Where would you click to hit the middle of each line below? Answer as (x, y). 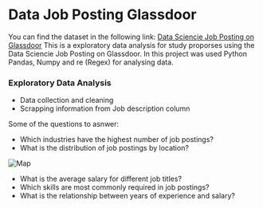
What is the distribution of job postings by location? (104, 148)
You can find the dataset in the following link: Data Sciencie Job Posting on (131, 37)
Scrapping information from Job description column (105, 108)
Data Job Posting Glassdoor (102, 15)
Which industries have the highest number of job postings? (116, 139)
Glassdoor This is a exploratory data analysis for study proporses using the (131, 45)
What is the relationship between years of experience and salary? (127, 196)
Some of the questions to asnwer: (64, 124)
